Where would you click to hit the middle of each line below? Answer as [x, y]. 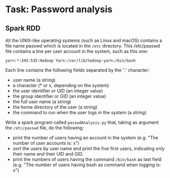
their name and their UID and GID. [48, 154]
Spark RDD [23, 28]
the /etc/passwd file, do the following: [45, 128]
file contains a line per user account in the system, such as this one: [77, 51]
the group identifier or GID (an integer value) [59, 96]
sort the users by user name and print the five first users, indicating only [89, 148]
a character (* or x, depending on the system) [61, 85]
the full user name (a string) [42, 101]
